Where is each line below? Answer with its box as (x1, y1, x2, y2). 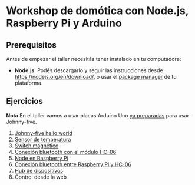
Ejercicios (6, 96, 43, 106)
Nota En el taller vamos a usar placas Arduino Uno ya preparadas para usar (6, 112, 190, 119)
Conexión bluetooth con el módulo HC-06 (14, 148, 117, 155)
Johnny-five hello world (14, 129, 72, 136)
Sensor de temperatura (14, 136, 71, 143)
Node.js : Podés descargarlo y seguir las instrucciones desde (14, 67, 163, 74)
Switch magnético (14, 142, 59, 149)
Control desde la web (14, 173, 67, 180)
